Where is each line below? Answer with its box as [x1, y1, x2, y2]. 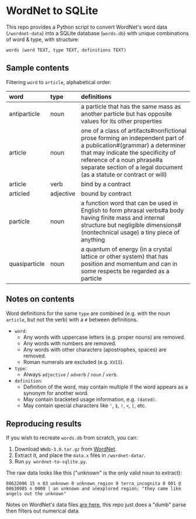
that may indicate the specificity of [80, 148, 176, 156]
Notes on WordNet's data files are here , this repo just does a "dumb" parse [6, 501, 187, 508]
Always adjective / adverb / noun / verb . [23, 370, 118, 378]
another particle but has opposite [80, 109, 172, 118]
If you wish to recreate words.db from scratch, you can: [6, 434, 138, 441]
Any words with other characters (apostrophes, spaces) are [23, 346, 167, 353]
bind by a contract [80, 180, 131, 188]
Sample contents [6, 63, 69, 73]
